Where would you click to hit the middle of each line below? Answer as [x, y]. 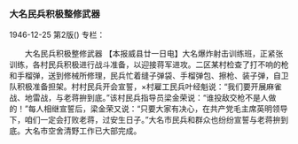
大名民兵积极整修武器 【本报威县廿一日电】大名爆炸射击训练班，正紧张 [154, 54]
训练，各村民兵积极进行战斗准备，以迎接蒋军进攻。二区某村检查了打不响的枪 [149, 64]
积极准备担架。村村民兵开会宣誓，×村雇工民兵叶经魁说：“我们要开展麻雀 [149, 87]
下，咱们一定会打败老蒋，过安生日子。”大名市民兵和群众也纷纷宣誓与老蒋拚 [145, 120]
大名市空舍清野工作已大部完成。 [83, 131]
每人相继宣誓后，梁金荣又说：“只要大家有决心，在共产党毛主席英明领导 [158, 109]
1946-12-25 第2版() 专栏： [57, 35]
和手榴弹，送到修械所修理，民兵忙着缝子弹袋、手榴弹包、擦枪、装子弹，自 [145, 76]
